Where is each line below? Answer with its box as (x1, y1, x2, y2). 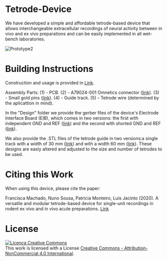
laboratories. (19, 36, 45, 42)
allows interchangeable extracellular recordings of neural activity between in (5, 25, 163, 31)
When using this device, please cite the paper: (5, 185, 101, 191)
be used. (5, 151, 23, 157)
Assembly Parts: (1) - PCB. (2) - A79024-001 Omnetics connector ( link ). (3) (5, 89, 160, 95)
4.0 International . (39, 250, 75, 256)
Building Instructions (5, 63, 94, 74)
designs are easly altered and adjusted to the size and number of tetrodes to (5, 146, 163, 152)
